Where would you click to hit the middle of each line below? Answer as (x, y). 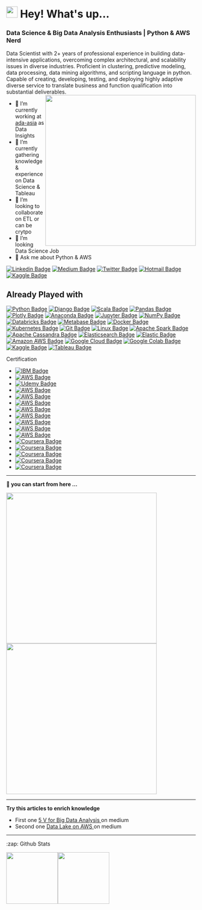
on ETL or (27, 219)
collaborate (29, 213)
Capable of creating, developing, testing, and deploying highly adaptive (95, 79)
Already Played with (44, 295)
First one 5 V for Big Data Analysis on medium (72, 820)
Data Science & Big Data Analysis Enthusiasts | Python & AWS (98, 33)
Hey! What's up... (65, 14)
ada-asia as (29, 123)
